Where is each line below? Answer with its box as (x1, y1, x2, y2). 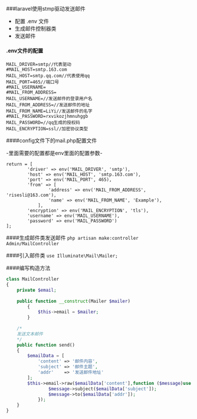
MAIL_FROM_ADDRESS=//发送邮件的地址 (6, 102, 90, 108)
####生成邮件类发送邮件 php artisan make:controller (6, 235, 139, 242)
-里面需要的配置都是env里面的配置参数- (6, 150, 103, 157)
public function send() (17, 342, 75, 348)
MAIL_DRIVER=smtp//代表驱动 (6, 61, 72, 68)
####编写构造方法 (6, 265, 51, 272)
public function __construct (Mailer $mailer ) (17, 298, 131, 304)
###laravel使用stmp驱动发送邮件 (6, 5, 86, 12)
